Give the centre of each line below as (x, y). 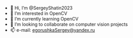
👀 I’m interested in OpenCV (39, 13)
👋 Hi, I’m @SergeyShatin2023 (41, 8)
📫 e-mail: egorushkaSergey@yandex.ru (52, 30)
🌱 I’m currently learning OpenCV (44, 19)
